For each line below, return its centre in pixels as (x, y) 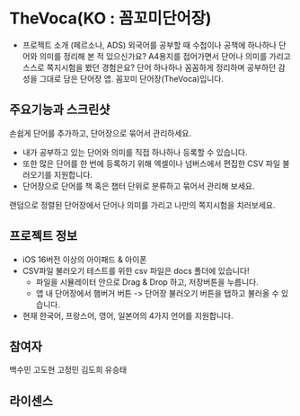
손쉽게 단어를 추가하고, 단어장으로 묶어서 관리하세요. (100, 133)
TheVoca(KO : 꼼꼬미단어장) (110, 18)
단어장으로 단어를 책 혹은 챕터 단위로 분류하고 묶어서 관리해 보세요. (138, 186)
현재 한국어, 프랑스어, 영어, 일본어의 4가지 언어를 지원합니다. (128, 315)
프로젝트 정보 (44, 236)
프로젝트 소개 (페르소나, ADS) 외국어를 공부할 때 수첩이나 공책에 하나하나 (149, 45)
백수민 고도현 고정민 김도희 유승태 (68, 370)
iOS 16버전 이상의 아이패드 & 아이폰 (84, 259)
